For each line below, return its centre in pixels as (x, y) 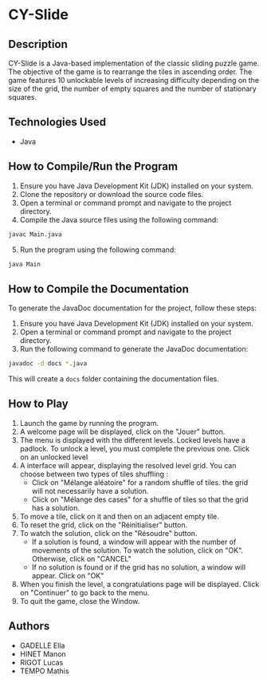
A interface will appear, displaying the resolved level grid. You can (128, 465)
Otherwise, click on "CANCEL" (81, 558)
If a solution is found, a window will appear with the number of (134, 542)
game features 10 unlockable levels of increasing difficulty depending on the (134, 80)
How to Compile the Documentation (98, 289)
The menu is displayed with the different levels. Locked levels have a (132, 440)
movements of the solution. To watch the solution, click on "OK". (137, 550)
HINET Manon (43, 654)
